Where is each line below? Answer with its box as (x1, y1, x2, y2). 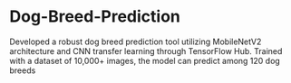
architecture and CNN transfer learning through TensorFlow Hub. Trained (9, 45, 283, 56)
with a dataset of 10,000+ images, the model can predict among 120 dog (9, 55, 281, 66)
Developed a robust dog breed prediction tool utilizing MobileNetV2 (9, 36, 262, 47)
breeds (9, 65, 36, 76)
